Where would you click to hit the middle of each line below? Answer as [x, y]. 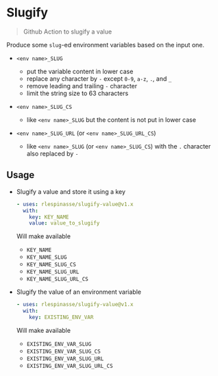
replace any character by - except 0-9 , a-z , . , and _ [99, 78]
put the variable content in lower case [80, 71]
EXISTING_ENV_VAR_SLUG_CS [63, 351]
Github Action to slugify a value [68, 32]
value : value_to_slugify [64, 223]
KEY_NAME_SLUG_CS [51, 265]
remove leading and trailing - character [82, 86]
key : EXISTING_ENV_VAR [61, 317]
